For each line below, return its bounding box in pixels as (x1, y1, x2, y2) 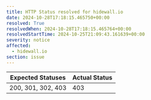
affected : (6, 43, 32, 49)
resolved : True (6, 20, 45, 26)
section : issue (6, 54, 45, 60)
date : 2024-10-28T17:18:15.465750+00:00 (6, 15, 110, 21)
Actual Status (72, 73, 113, 82)
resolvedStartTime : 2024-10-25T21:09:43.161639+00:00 (6, 32, 146, 38)
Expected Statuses (10, 73, 66, 82)
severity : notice (6, 37, 50, 43)
